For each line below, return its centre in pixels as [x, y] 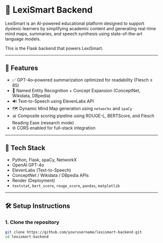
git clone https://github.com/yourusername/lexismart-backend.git [73, 232]
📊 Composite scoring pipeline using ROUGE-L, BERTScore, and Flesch [83, 116]
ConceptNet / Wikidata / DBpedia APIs [50, 175]
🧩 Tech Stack [25, 148]
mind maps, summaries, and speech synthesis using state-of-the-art [74, 34]
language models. [23, 39]
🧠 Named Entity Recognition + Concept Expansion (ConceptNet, [76, 90]
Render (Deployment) [33, 180]
